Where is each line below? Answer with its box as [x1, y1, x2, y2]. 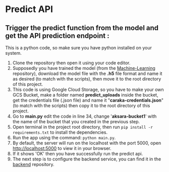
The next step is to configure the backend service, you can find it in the [12, 156, 161, 162]
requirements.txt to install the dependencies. [12, 129, 108, 135]
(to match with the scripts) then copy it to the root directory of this [12, 103, 150, 109]
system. [5, 50, 22, 56]
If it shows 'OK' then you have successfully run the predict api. [12, 151, 143, 156]
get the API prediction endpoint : [5, 31, 109, 40]
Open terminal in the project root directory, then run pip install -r [12, 124, 153, 130]
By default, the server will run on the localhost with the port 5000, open [12, 140, 161, 146]
